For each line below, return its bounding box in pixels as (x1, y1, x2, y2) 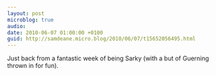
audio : (7, 23, 26, 29)
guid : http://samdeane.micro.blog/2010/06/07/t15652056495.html (7, 36, 196, 42)
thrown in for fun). (7, 62, 59, 70)
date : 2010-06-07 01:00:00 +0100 (7, 29, 104, 36)
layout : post (7, 10, 45, 17)
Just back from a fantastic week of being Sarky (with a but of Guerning (7, 54, 209, 62)
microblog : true (7, 16, 54, 23)
